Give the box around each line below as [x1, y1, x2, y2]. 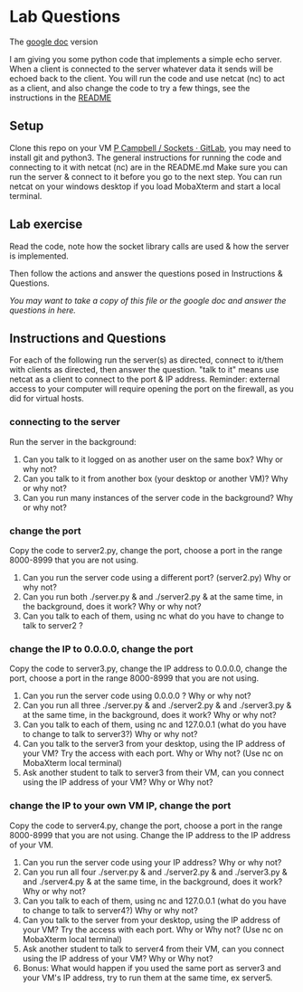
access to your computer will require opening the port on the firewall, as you [9, 383, 294, 394]
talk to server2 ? [22, 619, 83, 630]
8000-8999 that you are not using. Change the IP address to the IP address [9, 829, 291, 840]
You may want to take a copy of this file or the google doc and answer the [9, 295, 287, 306]
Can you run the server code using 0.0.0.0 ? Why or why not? [22, 690, 251, 702]
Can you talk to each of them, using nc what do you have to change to [22, 610, 285, 621]
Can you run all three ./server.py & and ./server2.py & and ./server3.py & [22, 700, 292, 711]
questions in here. [9, 305, 77, 316]
